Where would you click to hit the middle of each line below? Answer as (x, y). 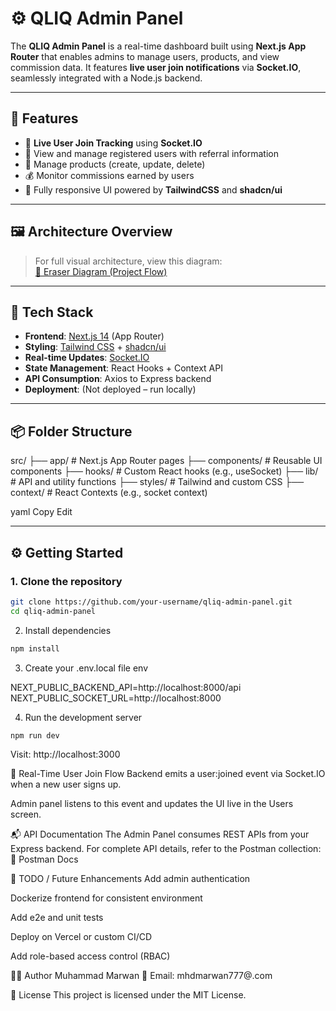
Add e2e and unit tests (57, 918)
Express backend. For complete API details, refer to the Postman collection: (166, 849)
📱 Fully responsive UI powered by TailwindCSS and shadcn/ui (153, 189)
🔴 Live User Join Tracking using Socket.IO (113, 143)
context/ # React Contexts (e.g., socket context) (109, 493)
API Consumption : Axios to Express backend (118, 379)
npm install (35, 648)
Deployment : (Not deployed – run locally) (110, 389)
